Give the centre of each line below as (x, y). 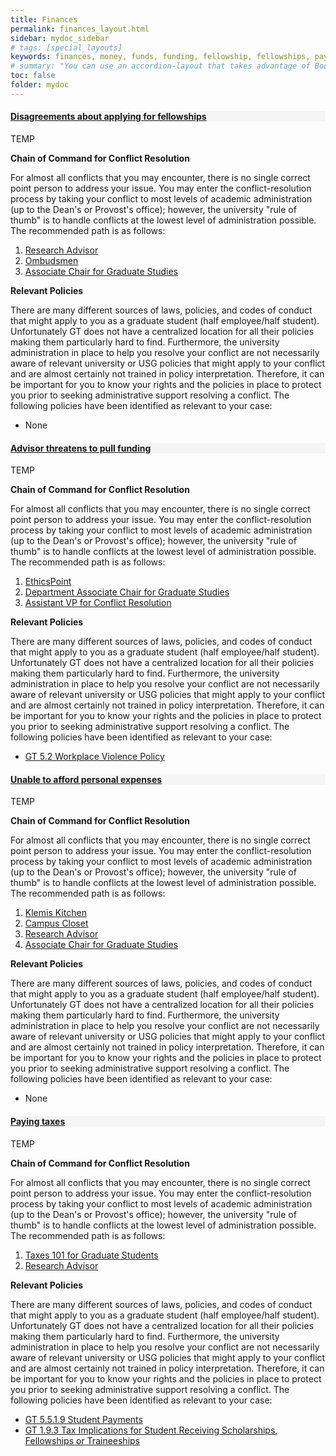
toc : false (33, 76)
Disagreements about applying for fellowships (108, 117)
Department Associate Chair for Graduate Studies (127, 592)
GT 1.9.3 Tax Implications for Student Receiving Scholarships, (151, 1430)
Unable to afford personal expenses (86, 779)
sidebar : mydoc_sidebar (60, 38)
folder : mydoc (40, 85)
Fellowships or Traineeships (82, 1440)
